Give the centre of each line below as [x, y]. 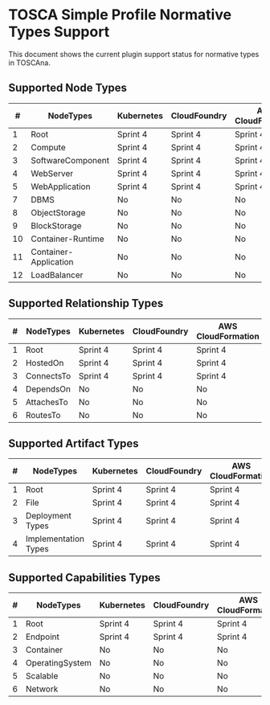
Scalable [42, 676]
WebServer [52, 173]
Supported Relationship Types [86, 303]
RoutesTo [43, 415]
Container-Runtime [67, 239]
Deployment [49, 516]
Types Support [59, 32]
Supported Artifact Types [74, 443]
